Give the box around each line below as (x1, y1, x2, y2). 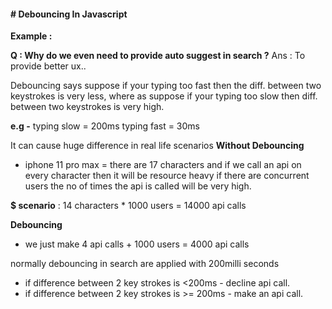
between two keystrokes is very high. (10, 101, 165, 113)
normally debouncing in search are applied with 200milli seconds (10, 258, 280, 270)
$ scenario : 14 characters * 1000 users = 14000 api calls (10, 200, 247, 212)
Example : (10, 30, 53, 42)
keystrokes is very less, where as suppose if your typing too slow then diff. (10, 90, 318, 102)
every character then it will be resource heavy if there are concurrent (24, 170, 310, 182)
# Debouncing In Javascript (10, 8, 128, 20)
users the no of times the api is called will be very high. (24, 180, 252, 192)
